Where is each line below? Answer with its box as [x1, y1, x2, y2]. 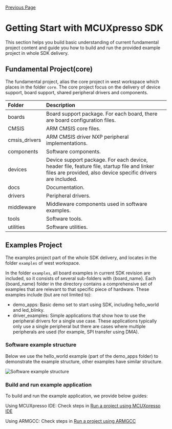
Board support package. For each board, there [46, 110, 158, 117]
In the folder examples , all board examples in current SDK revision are [5, 270, 151, 276]
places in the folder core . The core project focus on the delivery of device [5, 84, 161, 90]
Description [46, 101, 75, 109]
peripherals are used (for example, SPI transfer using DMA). [12, 329, 139, 335]
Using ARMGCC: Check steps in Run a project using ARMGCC [5, 418, 136, 424]
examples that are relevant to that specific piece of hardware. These [5, 286, 149, 292]
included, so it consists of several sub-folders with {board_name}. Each [5, 275, 156, 281]
